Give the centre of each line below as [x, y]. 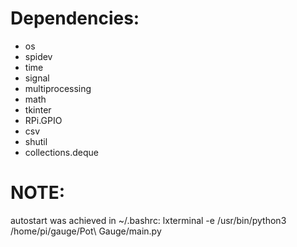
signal [37, 78]
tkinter [38, 109]
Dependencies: [75, 18]
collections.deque [61, 152]
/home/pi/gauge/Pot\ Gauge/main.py [86, 231]
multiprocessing [58, 88]
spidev [38, 56]
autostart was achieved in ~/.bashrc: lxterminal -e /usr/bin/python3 [148, 220]
